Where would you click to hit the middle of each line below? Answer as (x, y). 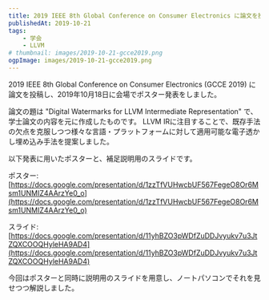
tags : (17, 30)
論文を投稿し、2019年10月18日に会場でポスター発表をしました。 (115, 94)
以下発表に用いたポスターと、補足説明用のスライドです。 (103, 158)
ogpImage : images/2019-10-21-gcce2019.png (80, 61)
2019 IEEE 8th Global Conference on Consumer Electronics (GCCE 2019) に (132, 84)
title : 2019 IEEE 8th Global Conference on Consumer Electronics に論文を (133, 16)
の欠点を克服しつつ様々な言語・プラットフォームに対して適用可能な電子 (127, 131)
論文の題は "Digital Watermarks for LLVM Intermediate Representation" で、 (133, 111)
